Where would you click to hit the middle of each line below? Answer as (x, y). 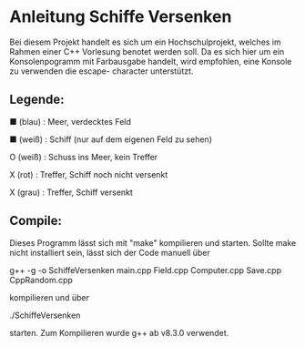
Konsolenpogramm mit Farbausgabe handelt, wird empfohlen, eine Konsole (151, 61)
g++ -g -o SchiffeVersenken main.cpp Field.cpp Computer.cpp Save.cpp (146, 270)
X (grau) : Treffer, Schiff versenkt (71, 192)
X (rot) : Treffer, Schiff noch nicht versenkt (89, 174)
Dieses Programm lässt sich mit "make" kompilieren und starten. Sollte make (153, 242)
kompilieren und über (49, 297)
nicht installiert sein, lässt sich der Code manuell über (110, 252)
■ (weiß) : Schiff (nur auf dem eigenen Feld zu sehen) (111, 139)
